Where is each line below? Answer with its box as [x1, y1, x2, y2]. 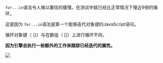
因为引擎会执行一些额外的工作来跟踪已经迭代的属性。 [5, 42, 115, 48]
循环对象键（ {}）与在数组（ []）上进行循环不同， [5, 32, 107, 37]
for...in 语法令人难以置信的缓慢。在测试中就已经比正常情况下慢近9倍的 [5, 4, 153, 10]
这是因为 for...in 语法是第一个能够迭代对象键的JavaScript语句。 [5, 21, 139, 27]
